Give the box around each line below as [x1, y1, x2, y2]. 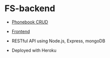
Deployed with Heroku [11, 47, 57, 53]
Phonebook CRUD [11, 19, 48, 25]
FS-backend [4, 3, 55, 14]
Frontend [11, 28, 30, 34]
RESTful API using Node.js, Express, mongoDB [11, 38, 106, 44]
